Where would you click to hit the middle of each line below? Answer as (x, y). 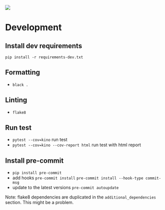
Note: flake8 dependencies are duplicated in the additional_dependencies (81, 197)
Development (34, 28)
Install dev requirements (44, 46)
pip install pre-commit (37, 173)
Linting (16, 100)
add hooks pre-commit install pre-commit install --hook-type (78, 178)
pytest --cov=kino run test (40, 140)
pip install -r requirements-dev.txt (44, 57)
